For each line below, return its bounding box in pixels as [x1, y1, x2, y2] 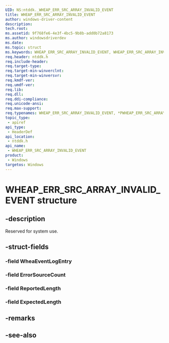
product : [5, 153, 24, 158]
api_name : [5, 143, 26, 149]
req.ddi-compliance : [5, 96, 49, 101]
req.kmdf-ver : [5, 78, 35, 83]
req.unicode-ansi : [5, 101, 44, 106]
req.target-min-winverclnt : [5, 69, 64, 74]
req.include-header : [5, 59, 49, 64]
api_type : [5, 125, 26, 130]
